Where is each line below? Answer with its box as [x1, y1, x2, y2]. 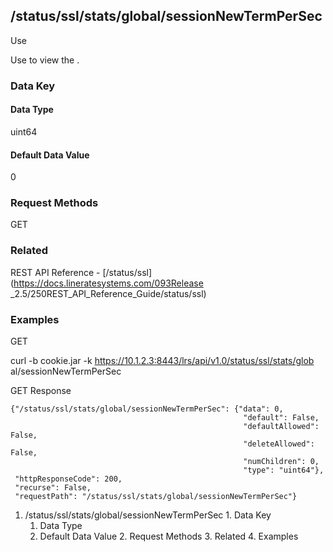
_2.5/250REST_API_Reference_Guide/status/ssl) [10, 287, 207, 299]
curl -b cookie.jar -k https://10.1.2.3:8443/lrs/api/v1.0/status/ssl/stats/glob [10, 355, 315, 367]
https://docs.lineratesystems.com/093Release [13, 277, 204, 289]
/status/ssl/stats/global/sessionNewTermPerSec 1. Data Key [24, 509, 272, 521]
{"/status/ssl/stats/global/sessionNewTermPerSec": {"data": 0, [10, 404, 284, 414]
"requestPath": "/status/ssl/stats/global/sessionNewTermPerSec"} [14, 492, 298, 502]
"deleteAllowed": [243, 439, 315, 449]
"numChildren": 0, [243, 457, 320, 467]
